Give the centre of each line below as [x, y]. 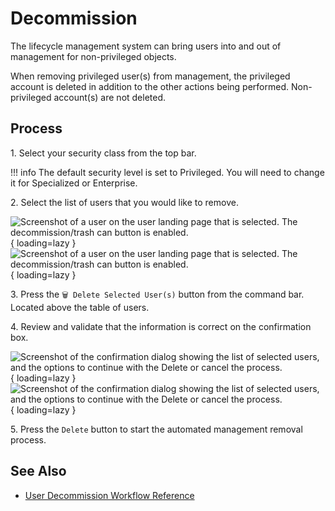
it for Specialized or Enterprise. [74, 183]
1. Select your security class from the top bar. [103, 153]
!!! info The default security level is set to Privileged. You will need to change [167, 172]
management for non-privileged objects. [93, 56]
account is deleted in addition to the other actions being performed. [150, 86]
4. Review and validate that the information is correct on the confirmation [161, 326]
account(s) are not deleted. [110, 97]
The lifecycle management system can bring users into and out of [146, 46]
